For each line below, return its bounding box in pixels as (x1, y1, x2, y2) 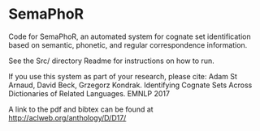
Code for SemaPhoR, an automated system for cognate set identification (8, 32, 251, 41)
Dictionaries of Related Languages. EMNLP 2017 (8, 88, 171, 98)
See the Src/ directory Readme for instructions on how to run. (8, 56, 214, 65)
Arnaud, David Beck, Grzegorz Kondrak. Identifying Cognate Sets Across (8, 80, 253, 90)
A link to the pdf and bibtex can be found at (8, 104, 154, 114)
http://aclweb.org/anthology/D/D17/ (8, 112, 127, 122)
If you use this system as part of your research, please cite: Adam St (8, 71, 238, 81)
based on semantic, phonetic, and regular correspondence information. (8, 40, 248, 49)
